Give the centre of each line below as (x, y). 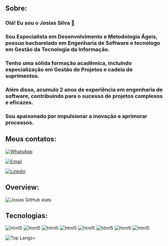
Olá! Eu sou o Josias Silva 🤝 (40, 23)
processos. (20, 122)
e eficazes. (19, 103)
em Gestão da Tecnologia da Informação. (58, 50)
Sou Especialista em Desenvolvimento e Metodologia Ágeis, (81, 37)
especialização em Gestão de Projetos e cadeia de (69, 70)
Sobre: (16, 8)
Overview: (22, 187)
